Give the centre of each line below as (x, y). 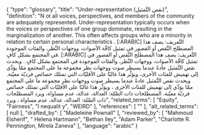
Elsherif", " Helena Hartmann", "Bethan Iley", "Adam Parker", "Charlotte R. (98, 119)
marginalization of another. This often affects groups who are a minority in (99, 35)
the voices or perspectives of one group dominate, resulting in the (89, 29)
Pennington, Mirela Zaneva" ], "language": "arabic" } (72, 126)
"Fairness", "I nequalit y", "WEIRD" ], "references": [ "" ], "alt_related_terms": (102, 106)
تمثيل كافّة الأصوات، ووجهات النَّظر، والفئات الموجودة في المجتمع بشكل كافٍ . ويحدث (102, 61)
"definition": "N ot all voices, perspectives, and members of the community (100, 16)
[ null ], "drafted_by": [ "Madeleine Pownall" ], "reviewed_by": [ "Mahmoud (100, 113)
